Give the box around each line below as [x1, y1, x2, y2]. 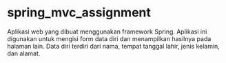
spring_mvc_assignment [7, 5, 152, 21]
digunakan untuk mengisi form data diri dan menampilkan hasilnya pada [7, 34, 212, 42]
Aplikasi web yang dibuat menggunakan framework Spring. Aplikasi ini [7, 27, 207, 36]
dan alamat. [7, 49, 41, 58]
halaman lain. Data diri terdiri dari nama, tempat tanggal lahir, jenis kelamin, [7, 42, 220, 50]
